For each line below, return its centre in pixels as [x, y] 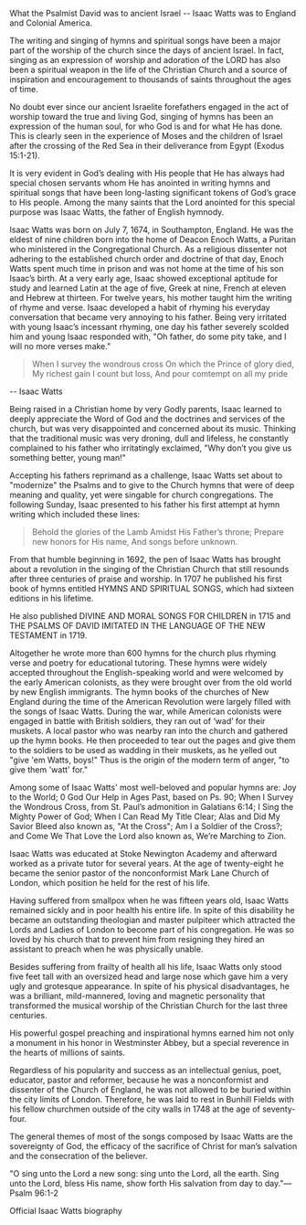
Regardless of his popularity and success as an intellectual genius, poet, [145, 1070]
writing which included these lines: [75, 514]
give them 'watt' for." [49, 770]
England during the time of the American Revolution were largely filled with [150, 702]
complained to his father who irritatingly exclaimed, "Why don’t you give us [151, 448]
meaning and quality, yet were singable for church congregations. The [142, 495]
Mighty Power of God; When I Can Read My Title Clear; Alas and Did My [145, 816]
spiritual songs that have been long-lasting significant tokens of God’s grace [153, 192]
